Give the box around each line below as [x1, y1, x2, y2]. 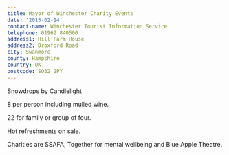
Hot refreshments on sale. [7, 127, 81, 135]
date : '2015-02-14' [7, 17, 63, 23]
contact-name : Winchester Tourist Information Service [7, 23, 168, 30]
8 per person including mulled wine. [7, 100, 109, 108]
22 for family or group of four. [7, 113, 91, 121]
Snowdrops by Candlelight [7, 87, 83, 95]
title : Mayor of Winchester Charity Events [7, 10, 134, 17]
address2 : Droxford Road [7, 42, 78, 49]
